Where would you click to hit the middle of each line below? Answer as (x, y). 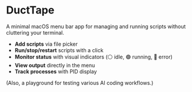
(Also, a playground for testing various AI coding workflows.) (80, 83)
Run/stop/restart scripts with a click (59, 50)
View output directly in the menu (55, 65)
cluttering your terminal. (35, 32)
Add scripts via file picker (46, 44)
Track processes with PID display (56, 71)
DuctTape (30, 10)
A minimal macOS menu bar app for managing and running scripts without (96, 26)
